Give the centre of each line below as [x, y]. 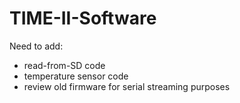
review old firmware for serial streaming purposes [127, 86]
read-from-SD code [64, 65]
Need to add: [36, 46]
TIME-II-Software [83, 18]
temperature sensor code [76, 76]
